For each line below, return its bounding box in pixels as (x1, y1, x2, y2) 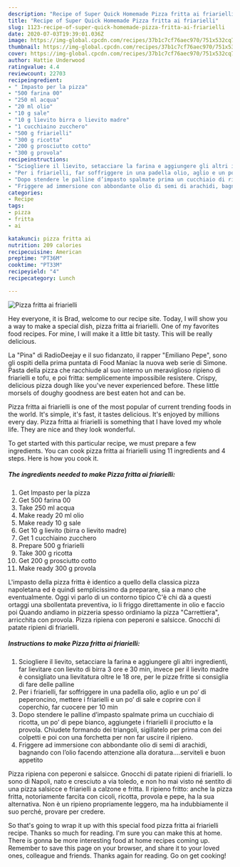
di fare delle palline (18, 680, 75, 688)
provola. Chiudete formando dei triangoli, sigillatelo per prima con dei (18, 725, 222, 734)
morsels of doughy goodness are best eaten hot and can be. (8, 389, 186, 397)
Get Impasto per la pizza (18, 488, 91, 497)
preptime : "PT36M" (8, 255, 63, 262)
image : (8, 37, 28, 44)
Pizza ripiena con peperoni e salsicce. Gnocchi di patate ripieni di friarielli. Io (8, 769, 233, 778)
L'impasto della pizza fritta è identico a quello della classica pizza (8, 577, 200, 586)
